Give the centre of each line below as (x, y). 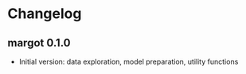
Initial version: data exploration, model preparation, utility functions (129, 61)
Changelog (45, 14)
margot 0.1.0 (39, 43)
